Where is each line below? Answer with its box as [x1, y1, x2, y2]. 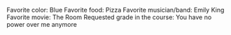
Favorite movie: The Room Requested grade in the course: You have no [6, 13, 212, 21]
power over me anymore [6, 21, 78, 28]
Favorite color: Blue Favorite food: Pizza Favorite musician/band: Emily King [6, 6, 225, 14]
